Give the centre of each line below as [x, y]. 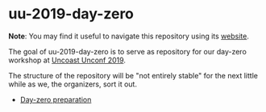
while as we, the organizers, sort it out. [73, 84]
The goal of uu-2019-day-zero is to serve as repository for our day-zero [128, 51]
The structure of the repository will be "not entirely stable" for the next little [133, 75]
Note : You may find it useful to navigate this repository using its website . [129, 36]
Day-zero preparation [56, 99]
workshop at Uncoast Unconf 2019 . [67, 60]
